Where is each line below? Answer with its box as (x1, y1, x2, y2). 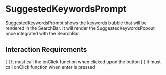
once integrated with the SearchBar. (5, 30, 80, 36)
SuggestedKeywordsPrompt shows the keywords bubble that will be (5, 20, 147, 26)
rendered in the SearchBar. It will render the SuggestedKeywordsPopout (5, 25, 155, 31)
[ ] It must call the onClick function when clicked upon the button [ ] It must (5, 59, 161, 65)
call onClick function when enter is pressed (5, 64, 95, 70)
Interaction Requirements (5, 45, 87, 54)
